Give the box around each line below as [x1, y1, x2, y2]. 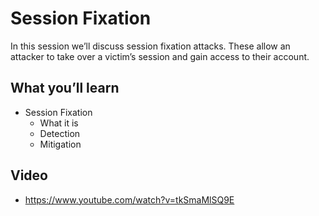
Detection [39, 127, 81, 139]
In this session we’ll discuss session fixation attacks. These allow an [10, 40, 291, 52]
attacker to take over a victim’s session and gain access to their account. [10, 50, 310, 62]
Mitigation [39, 138, 82, 150]
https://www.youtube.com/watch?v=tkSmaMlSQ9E [24, 193, 235, 206]
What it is [39, 117, 79, 129]
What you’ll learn [10, 80, 120, 97]
